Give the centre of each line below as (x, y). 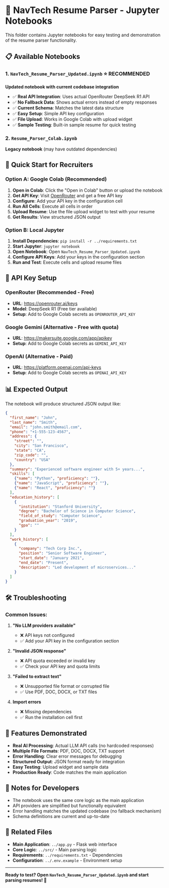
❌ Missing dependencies (46, 712)
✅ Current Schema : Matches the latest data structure (68, 108)
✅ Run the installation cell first (51, 717)
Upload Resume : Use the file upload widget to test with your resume (83, 211)
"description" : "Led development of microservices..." (77, 567)
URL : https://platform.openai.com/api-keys (57, 367)
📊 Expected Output (36, 389)
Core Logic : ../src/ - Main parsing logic (55, 849)
